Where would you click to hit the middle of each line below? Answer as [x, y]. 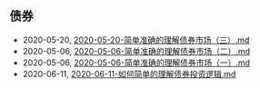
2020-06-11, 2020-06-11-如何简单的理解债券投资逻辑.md [129, 73]
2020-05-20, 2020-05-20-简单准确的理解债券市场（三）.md [136, 40]
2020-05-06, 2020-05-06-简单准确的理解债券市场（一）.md [136, 63]
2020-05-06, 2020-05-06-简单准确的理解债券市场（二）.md [136, 51]
